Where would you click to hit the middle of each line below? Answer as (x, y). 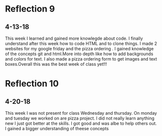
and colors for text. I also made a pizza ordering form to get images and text (81, 59)
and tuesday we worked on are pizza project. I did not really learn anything (80, 118)
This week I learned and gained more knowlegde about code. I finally (74, 38)
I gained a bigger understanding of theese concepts (57, 128)
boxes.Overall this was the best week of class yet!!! (56, 64)
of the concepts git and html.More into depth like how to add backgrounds (79, 54)
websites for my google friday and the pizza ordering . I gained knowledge (79, 49)
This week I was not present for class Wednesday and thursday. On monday (81, 113)
